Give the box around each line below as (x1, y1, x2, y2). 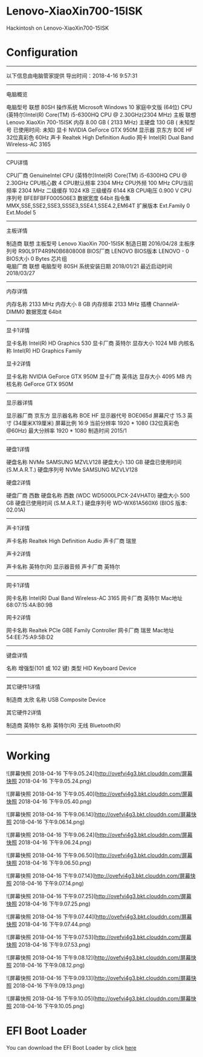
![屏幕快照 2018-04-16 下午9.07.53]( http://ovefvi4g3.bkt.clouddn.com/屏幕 (6, 933, 192, 941)
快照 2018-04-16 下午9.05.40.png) (6, 798, 92, 805)
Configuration (6, 45, 79, 59)
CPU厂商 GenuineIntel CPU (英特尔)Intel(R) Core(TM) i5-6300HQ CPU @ (6, 172, 187, 179)
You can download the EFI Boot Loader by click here (6, 1044, 137, 1051)
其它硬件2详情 (6, 709, 42, 716)
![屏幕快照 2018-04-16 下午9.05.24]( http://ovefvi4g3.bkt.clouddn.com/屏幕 (6, 770, 193, 777)
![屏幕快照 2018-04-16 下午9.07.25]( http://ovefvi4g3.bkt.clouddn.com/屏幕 (6, 892, 192, 899)
